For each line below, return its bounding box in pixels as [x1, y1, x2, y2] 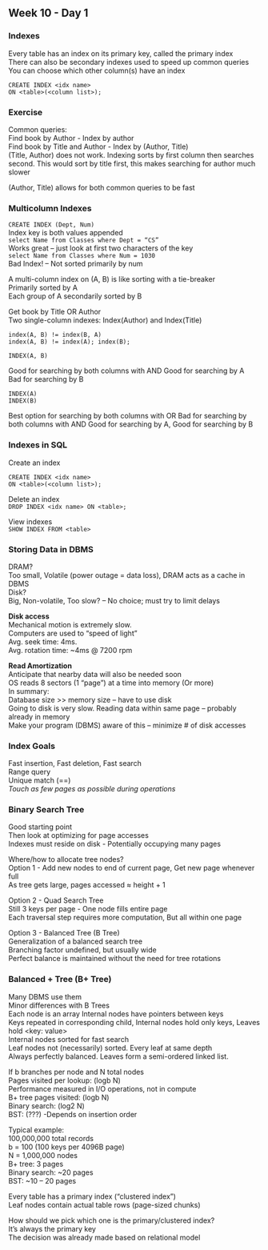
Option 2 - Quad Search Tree [8, 895, 104, 905]
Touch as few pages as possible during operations [8, 784, 176, 794]
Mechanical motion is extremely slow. [8, 619, 132, 629]
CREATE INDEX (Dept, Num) [8, 221, 94, 229]
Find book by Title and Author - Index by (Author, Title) [8, 142, 189, 151]
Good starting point [8, 822, 73, 831]
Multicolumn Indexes [8, 202, 92, 214]
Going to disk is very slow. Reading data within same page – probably [8, 703, 238, 713]
